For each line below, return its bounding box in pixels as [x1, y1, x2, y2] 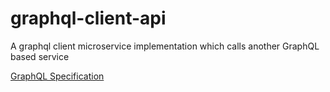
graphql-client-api [10, 7, 167, 30]
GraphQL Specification [10, 70, 105, 82]
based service [10, 50, 70, 62]
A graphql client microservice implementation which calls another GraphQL [10, 40, 320, 52]
